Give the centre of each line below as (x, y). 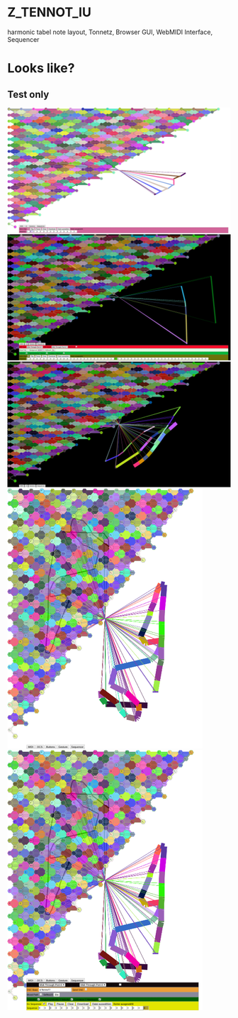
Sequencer (23, 39)
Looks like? (41, 68)
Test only (28, 94)
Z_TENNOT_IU (50, 12)
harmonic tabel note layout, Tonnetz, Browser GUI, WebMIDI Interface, (110, 32)
